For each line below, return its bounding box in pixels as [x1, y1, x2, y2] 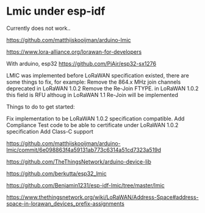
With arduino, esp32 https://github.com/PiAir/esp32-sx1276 [6, 60, 157, 67]
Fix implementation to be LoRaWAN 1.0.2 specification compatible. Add [6, 115, 185, 122]
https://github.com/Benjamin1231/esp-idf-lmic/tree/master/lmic [6, 181, 165, 189]
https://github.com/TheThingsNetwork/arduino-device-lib [6, 157, 151, 165]
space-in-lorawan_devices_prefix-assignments [6, 200, 125, 207]
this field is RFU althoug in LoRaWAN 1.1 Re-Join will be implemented [6, 91, 179, 98]
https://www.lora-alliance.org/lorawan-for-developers [6, 48, 142, 56]
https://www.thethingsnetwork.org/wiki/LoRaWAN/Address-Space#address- [6, 193, 200, 201]
